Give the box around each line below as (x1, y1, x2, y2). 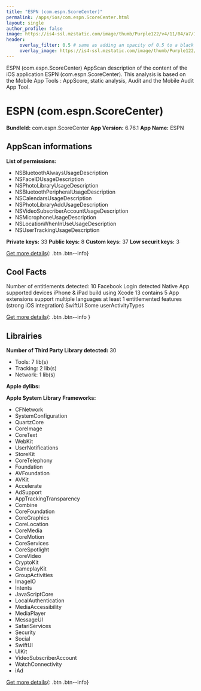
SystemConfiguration (14, 412, 68, 420)
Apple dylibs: (6, 383, 40, 390)
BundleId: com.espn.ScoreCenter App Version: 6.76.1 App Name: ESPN (6, 124, 184, 131)
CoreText (14, 432, 38, 439)
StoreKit (14, 451, 35, 458)
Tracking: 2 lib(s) (14, 365, 57, 372)
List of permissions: (6, 157, 57, 165)
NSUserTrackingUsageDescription (14, 226, 100, 234)
